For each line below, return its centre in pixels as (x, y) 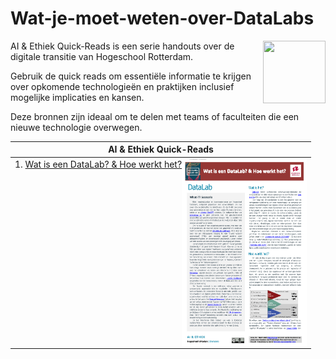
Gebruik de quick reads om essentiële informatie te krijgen (131, 76)
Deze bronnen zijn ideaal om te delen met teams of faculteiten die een (155, 116)
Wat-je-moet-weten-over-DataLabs (162, 18)
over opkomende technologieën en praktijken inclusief (122, 86)
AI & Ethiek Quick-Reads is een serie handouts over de (122, 46)
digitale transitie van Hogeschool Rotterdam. (102, 56)
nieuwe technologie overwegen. (76, 127)
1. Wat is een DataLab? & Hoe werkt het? (98, 164)
